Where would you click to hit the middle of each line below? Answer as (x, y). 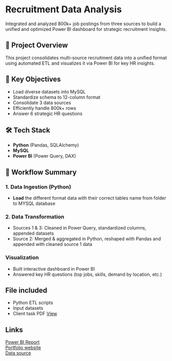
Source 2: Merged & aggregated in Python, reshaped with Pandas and (87, 239)
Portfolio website (23, 348)
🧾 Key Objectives (33, 79)
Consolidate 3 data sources (42, 102)
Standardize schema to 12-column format (56, 97)
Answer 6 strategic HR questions (47, 113)
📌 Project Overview (37, 45)
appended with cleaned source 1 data (52, 244)
